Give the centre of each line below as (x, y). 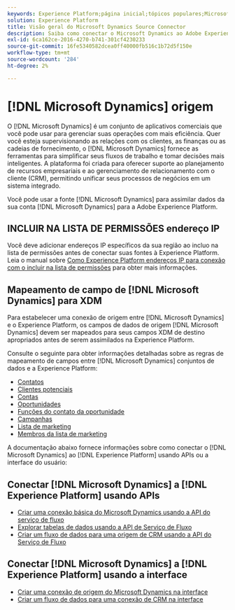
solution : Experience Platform (53, 20)
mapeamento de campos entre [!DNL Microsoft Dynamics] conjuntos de (111, 361)
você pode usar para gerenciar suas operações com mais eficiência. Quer (114, 133)
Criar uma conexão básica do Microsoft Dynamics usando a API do (114, 512)
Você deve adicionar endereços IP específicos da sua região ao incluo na (113, 245)
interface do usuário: (37, 462)
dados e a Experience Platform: (52, 368)
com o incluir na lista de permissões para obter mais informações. (102, 268)
